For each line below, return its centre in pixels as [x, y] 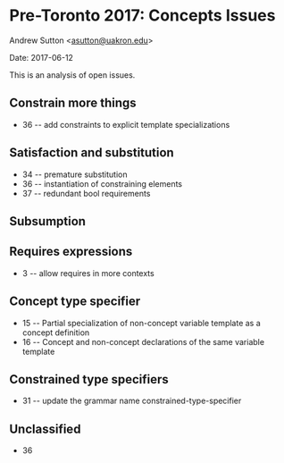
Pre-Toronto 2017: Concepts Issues [142, 16]
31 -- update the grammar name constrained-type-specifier [132, 401]
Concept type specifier [75, 302]
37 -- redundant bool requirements [86, 193]
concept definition [56, 333]
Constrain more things [73, 103]
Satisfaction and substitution [92, 153]
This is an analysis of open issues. [72, 75]
